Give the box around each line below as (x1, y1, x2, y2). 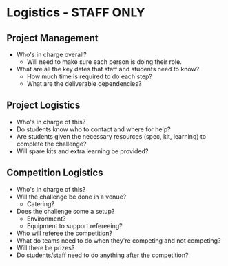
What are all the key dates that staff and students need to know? (16, 65, 200, 73)
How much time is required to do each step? (26, 72, 153, 80)
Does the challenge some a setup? (16, 207, 115, 215)
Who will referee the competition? (16, 229, 113, 237)
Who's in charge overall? (16, 50, 87, 58)
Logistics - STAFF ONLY (6, 5, 145, 21)
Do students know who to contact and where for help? (16, 125, 171, 133)
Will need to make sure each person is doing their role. (26, 58, 182, 66)
